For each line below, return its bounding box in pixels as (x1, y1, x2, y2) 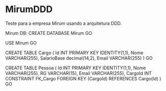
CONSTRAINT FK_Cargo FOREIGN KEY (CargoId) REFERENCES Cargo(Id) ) (5, 75, 161, 81)
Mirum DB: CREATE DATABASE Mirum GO (5, 30, 92, 36)
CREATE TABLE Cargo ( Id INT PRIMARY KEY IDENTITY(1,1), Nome (5, 50, 144, 56)
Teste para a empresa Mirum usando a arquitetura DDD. (5, 20, 122, 26)
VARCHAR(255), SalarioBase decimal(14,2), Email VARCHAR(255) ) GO (5, 55, 153, 61)
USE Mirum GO (5, 39, 37, 46)
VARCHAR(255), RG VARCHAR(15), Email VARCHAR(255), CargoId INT (5, 70, 152, 76)
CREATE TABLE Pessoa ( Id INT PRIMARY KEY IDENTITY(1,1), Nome (5, 65, 146, 71)
